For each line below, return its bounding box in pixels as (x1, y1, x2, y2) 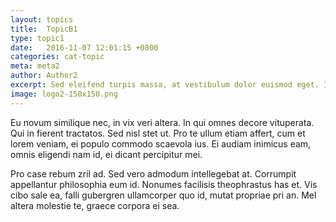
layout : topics (10, 14, 74, 25)
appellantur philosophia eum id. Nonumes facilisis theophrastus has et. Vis (10, 178, 318, 190)
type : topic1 (10, 33, 65, 43)
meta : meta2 (10, 61, 60, 71)
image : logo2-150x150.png (10, 89, 118, 99)
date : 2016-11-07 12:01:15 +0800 (10, 42, 159, 53)
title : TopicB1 (10, 24, 78, 34)
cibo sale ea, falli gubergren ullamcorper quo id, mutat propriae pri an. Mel (10, 189, 317, 201)
